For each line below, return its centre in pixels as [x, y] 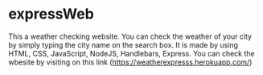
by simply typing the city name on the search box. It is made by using [123, 44]
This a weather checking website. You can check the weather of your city [130, 36]
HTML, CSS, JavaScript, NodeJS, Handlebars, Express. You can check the [131, 53]
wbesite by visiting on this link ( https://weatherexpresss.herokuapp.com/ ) [130, 62]
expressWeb [51, 14]
